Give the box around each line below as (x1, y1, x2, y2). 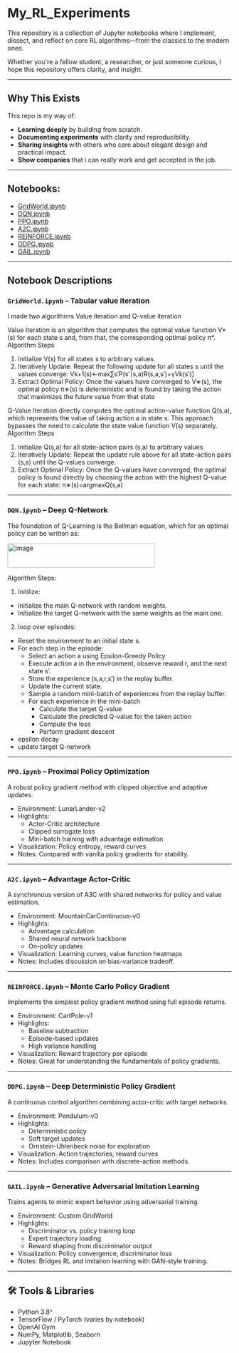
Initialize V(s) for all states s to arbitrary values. (17, 355, 156, 363)
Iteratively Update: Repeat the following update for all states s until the (17, 362, 224, 371)
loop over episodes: (17, 622, 76, 631)
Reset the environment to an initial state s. (17, 636, 141, 645)
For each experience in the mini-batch (28, 697, 141, 705)
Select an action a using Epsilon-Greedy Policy (28, 651, 166, 660)
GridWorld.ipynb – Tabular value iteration (7, 296, 150, 306)
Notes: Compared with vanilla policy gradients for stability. (17, 849, 189, 858)
